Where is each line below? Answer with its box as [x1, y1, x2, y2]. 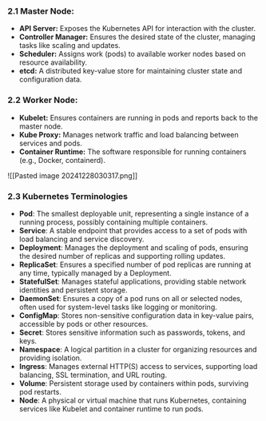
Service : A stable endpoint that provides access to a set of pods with [18, 225, 248, 235]
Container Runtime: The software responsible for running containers [18, 146, 247, 157]
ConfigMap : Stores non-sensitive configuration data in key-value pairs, [18, 310, 255, 320]
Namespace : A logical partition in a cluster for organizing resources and [18, 344, 257, 354]
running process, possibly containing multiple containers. [18, 217, 208, 227]
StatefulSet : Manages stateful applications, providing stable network [18, 276, 247, 286]
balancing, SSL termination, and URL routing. [18, 370, 167, 379]
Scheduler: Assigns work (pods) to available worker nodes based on [18, 50, 246, 59]
